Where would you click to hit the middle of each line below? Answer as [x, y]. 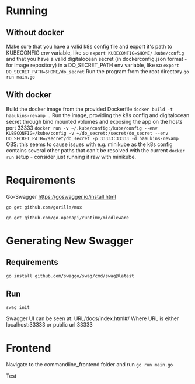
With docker [29, 95]
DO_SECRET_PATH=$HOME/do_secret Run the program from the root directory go [97, 71]
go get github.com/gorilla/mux [44, 207]
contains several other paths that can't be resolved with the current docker [95, 150]
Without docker [35, 33]
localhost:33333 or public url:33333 [50, 324]
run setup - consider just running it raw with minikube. [71, 157]
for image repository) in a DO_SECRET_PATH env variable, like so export [93, 65]
